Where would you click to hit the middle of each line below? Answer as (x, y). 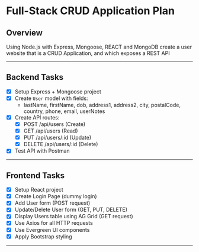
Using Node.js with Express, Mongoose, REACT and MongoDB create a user (99, 47)
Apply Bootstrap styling (43, 236)
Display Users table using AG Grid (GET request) (74, 217)
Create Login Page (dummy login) (56, 196)
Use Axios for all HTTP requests (54, 223)
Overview (25, 33)
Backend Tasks (35, 77)
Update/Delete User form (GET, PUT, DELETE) (71, 210)
